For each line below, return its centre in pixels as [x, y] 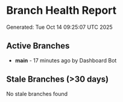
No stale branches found [37, 94]
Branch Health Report [61, 10]
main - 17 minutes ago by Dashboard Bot [66, 60]
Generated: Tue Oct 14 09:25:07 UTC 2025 [59, 27]
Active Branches [38, 46]
